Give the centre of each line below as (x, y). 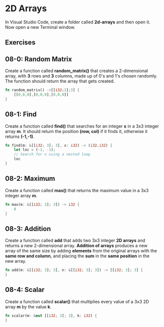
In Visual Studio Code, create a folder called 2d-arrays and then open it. (78, 22)
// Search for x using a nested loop (52, 154)
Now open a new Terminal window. (40, 27)
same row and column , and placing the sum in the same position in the (77, 256)
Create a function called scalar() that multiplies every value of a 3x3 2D (77, 301)
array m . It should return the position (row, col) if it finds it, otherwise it (76, 131)
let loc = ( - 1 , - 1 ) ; (35, 150)
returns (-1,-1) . (20, 136)
